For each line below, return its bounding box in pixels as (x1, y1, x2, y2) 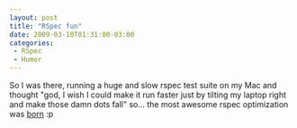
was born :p (9, 109, 54, 119)
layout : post (9, 13, 58, 23)
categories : (9, 38, 54, 48)
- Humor (13, 55, 42, 64)
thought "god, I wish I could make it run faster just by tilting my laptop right (9, 89, 286, 100)
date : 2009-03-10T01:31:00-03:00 (9, 30, 135, 39)
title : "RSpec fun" (9, 22, 83, 31)
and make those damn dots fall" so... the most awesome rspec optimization (9, 99, 289, 109)
